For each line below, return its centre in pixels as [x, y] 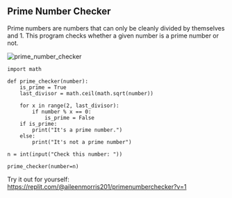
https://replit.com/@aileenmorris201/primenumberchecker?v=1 [97, 186]
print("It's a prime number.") [77, 130]
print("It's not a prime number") [82, 142]
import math [24, 69]
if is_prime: [39, 124]
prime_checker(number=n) [43, 166]
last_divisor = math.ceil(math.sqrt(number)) [87, 93]
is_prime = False [69, 117]
